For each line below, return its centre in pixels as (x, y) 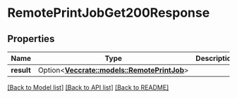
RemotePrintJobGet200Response (109, 13)
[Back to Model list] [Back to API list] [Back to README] (88, 87)
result (21, 70)
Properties (31, 39)
